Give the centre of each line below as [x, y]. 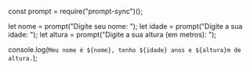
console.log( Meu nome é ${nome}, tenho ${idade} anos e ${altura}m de [125, 49]
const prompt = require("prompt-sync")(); [76, 11]
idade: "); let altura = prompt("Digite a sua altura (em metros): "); [112, 35]
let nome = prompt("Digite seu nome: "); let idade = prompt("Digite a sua [125, 26]
